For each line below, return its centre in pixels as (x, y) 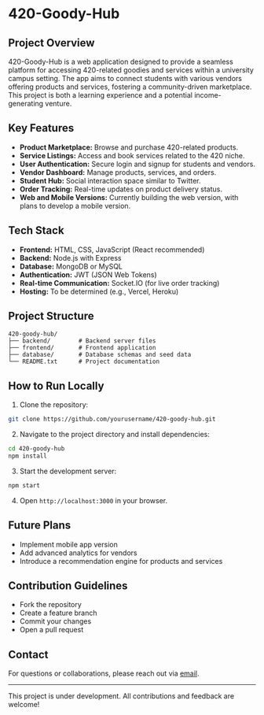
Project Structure (51, 316)
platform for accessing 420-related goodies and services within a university (131, 70)
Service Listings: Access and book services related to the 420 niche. (132, 155)
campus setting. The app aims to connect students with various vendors (125, 78)
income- (207, 95)
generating (26, 104)
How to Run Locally (56, 385)
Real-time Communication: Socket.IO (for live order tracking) (119, 283)
